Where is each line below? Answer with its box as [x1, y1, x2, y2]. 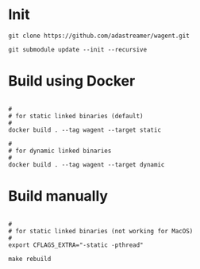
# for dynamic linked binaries [8, 147, 112, 155]
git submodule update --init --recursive [8, 45, 148, 53]
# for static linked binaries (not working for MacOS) [8, 227, 194, 235]
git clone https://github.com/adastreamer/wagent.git [8, 32, 190, 40]
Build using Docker [8, 72, 136, 90]
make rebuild [8, 255, 52, 263]
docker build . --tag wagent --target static [8, 125, 161, 134]
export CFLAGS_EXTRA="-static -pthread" [8, 240, 144, 249]
